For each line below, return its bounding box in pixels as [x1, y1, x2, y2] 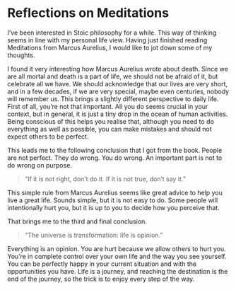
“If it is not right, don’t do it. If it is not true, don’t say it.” [24, 175, 186, 183]
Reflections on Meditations [7, 5, 170, 21]
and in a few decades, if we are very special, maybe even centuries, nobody [7, 87, 230, 95]
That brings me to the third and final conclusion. [7, 217, 147, 226]
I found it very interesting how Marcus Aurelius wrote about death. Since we [7, 64, 228, 73]
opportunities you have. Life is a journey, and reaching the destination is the [7, 267, 228, 275]
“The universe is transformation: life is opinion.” [24, 231, 163, 239]
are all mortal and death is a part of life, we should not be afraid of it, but [7, 72, 218, 81]
